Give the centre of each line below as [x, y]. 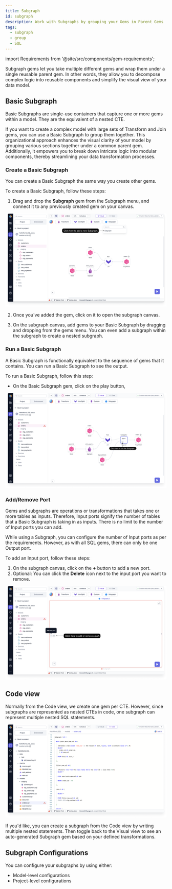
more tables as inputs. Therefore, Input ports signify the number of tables [83, 516]
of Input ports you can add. [34, 527]
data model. [18, 85]
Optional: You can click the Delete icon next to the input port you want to [89, 573]
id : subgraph [19, 16]
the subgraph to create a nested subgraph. [58, 336]
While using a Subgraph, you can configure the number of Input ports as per [86, 537]
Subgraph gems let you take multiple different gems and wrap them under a [85, 68]
